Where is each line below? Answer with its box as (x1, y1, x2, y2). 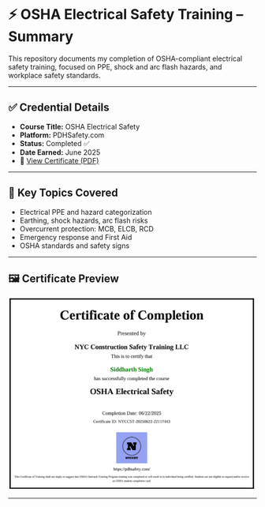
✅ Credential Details (8, 101, 110, 115)
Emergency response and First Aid (19, 232, 132, 242)
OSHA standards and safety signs (19, 241, 130, 250)
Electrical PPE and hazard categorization (19, 207, 152, 216)
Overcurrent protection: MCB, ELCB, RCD (19, 223, 154, 233)
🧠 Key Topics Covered (8, 186, 118, 200)
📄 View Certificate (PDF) (19, 156, 99, 165)
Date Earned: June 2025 (19, 147, 101, 157)
